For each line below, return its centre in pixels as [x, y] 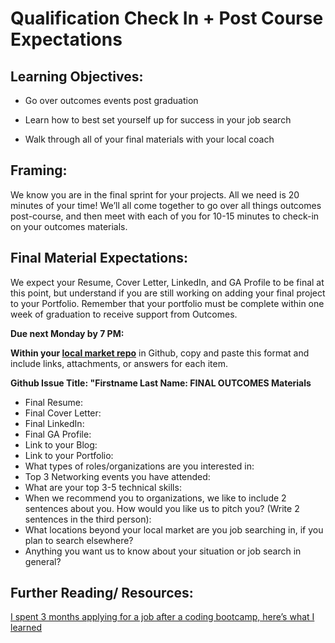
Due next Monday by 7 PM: [67, 333]
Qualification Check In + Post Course [167, 18]
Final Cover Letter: [63, 413]
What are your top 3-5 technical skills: [103, 487]
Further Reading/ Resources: [102, 593]
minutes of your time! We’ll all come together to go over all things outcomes [166, 205]
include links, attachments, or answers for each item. [119, 363]
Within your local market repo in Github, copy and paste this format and [160, 353]
